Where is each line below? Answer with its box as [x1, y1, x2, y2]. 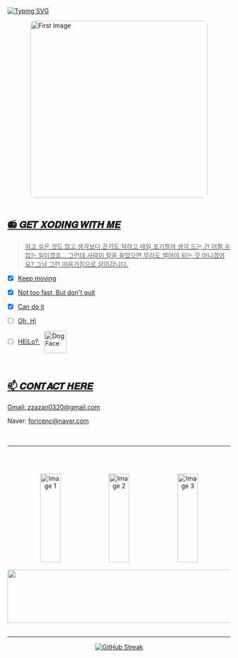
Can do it [17, 302, 45, 311]
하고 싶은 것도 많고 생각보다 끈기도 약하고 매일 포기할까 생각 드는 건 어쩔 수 [24, 242, 231, 251]
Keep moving [17, 273, 57, 283]
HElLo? [17, 337, 39, 346]
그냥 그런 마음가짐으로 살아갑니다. [35, 259, 129, 268]
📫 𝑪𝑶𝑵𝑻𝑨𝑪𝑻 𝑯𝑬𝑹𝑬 [7, 380, 93, 392]
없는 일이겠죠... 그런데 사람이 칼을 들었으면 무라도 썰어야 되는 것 [24, 251, 200, 259]
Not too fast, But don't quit [17, 288, 96, 297]
